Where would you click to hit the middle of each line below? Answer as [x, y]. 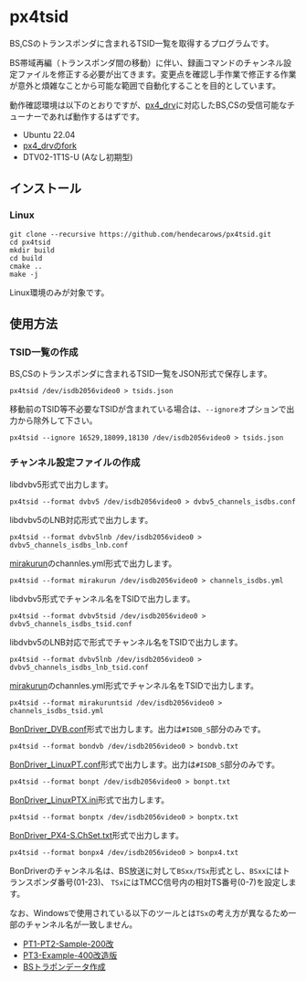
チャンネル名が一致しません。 [81, 924]
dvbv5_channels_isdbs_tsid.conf [71, 624]
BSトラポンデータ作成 [64, 966]
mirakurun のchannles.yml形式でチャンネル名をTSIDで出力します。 [134, 685]
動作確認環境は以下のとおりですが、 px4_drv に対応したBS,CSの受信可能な [148, 105]
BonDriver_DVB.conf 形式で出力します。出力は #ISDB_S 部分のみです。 [138, 729]
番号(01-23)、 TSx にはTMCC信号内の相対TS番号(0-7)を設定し [173, 882]
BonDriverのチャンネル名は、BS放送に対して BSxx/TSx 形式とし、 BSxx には [146, 870]
